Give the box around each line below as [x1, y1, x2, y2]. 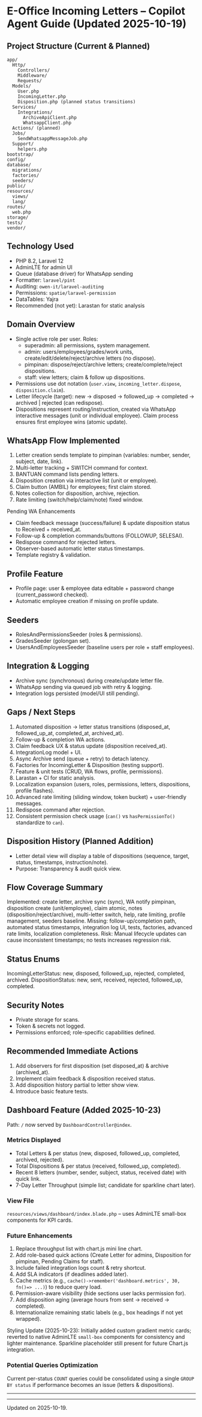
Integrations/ [17, 109, 53, 115]
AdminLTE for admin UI [15, 263, 73, 271]
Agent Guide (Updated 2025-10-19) [7, 17, 187, 31]
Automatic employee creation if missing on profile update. [15, 598, 159, 605]
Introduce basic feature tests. [15, 1087, 89, 1094]
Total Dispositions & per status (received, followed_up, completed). [15, 1162, 182, 1170]
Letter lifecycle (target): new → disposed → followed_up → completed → [15, 392, 195, 400]
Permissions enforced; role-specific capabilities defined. [15, 1028, 156, 1036]
